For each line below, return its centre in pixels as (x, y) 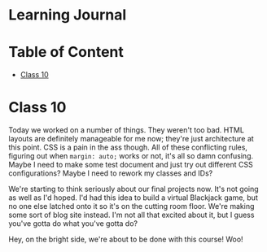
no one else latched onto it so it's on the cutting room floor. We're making (131, 206)
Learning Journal (68, 15)
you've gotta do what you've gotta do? (73, 224)
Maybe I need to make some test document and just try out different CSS (131, 165)
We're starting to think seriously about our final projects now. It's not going (133, 189)
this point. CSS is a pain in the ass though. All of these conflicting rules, (128, 147)
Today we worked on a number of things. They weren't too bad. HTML (126, 130)
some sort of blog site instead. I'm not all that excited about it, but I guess (131, 215)
